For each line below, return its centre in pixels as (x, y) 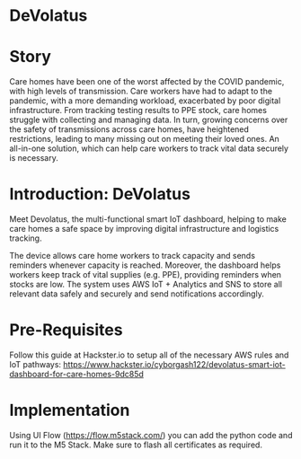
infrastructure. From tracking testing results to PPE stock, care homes (138, 110)
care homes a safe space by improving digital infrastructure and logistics (144, 229)
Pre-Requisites (66, 330)
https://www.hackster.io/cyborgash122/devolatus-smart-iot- (174, 364)
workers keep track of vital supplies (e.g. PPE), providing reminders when (145, 275)
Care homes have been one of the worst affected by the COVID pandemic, (147, 82)
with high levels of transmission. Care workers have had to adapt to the (141, 92)
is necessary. (34, 158)
